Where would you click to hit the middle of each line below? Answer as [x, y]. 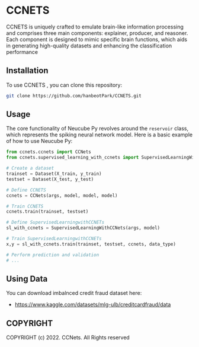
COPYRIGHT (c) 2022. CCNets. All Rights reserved [68, 338]
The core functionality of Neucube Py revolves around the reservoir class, [97, 129]
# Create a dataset [30, 168]
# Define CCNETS [26, 190]
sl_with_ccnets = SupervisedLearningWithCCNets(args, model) [83, 228]
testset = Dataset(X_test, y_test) [50, 179]
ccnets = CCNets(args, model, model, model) [62, 195]
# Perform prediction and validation [53, 255]
